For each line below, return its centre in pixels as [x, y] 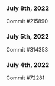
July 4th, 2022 [28, 65]
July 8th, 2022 [27, 8]
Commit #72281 [25, 78]
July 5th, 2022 [27, 37]
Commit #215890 [27, 21]
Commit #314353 [27, 49]
